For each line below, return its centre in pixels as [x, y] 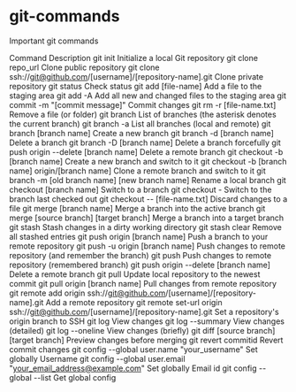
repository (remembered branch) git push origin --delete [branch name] [140, 265]
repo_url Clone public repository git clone [84, 67]
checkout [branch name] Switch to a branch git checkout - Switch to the [140, 189]
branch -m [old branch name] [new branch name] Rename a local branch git [148, 180]
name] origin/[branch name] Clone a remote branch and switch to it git [138, 171]
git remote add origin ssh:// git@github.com [87, 293]
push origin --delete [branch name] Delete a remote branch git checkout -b [146, 151]
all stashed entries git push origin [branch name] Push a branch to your [139, 236]
